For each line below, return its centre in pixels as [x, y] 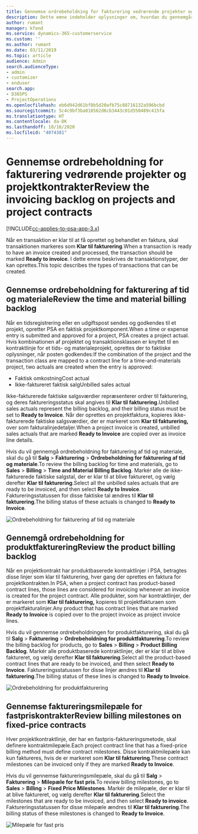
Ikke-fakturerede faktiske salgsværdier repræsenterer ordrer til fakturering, [97, 396]
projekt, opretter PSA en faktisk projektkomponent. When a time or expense [97, 329]
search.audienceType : [33, 67]
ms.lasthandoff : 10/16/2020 [41, 127]
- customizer [22, 77]
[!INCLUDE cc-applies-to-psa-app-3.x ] [53, 228]
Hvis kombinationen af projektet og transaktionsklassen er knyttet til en [93, 341]
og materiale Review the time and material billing [96, 299]
